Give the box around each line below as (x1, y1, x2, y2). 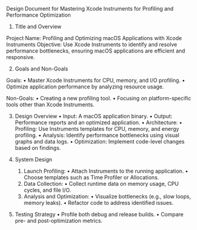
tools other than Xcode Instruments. (6, 101, 94, 108)
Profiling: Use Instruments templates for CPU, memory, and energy (14, 125, 179, 132)
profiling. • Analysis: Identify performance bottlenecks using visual (14, 131, 180, 139)
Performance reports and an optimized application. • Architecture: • (14, 119, 183, 126)
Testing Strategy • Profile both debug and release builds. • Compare (14, 211, 184, 217)
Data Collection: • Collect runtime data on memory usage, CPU (23, 180, 179, 187)
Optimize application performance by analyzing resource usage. (6, 83, 164, 90)
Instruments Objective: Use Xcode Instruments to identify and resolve (6, 41, 177, 48)
